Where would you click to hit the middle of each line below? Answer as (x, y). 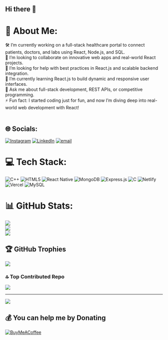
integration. (17, 74)
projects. (14, 63)
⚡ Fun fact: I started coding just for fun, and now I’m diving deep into (76, 100)
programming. (20, 95)
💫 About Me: (31, 31)
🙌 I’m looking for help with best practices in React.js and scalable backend (82, 68)
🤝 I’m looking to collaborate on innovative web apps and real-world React (80, 58)
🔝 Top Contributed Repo (35, 276)
